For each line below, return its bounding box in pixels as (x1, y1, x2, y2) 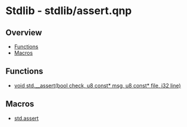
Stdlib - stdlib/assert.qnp (5, 4, 132, 18)
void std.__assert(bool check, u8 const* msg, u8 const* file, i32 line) (14, 82, 181, 89)
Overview (5, 28, 43, 38)
